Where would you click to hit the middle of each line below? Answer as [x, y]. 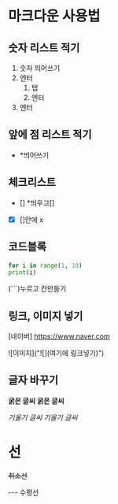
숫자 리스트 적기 [44, 48]
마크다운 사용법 [54, 16]
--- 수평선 [24, 492]
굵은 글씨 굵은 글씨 [36, 400]
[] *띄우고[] [37, 202]
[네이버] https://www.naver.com [59, 336]
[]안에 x [31, 219]
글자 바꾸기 [33, 380]
